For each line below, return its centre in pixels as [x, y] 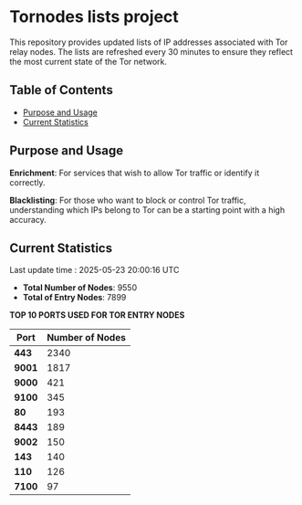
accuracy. [28, 219]
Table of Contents [62, 90]
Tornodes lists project [94, 17]
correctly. [27, 182]
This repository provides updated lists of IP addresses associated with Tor [149, 42]
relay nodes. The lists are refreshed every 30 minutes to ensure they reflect [151, 51]
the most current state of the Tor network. [88, 61]
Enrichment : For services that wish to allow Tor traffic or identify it [135, 173]
